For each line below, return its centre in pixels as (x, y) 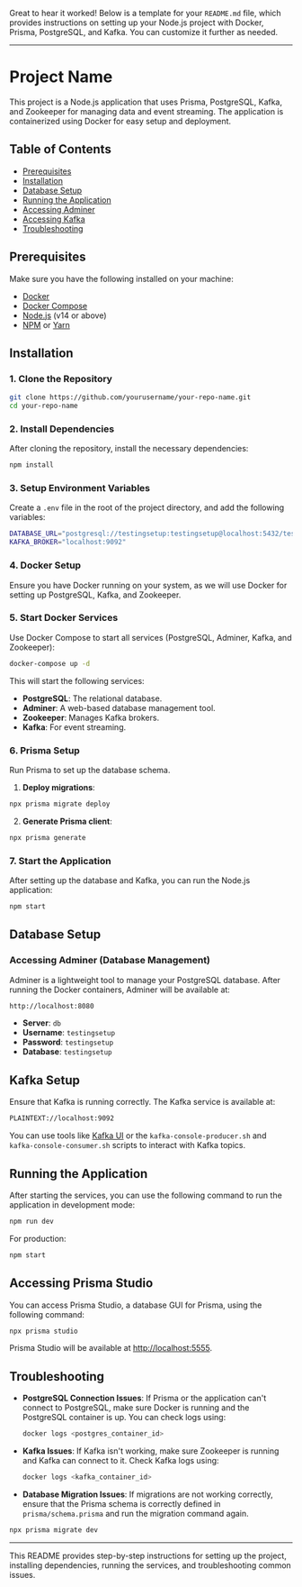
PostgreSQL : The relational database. (92, 698)
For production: (38, 1238)
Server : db (41, 1023)
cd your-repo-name (44, 406)
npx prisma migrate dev (54, 1530)
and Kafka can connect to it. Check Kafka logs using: (120, 1461)
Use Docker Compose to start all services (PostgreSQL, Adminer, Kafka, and (151, 637)
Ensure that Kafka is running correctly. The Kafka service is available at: (142, 1102)
